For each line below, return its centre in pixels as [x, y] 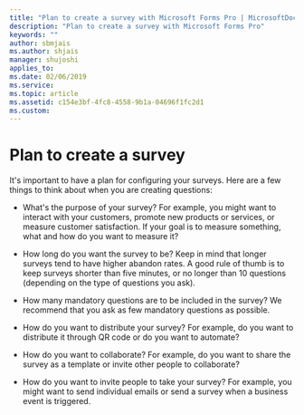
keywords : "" [34, 34]
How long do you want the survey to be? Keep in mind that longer [144, 254]
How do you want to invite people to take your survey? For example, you [157, 382]
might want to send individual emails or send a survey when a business [155, 391]
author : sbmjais [40, 43]
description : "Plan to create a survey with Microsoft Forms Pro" [137, 26]
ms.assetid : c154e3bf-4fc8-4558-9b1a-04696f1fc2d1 [107, 102]
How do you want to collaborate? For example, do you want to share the [157, 355]
